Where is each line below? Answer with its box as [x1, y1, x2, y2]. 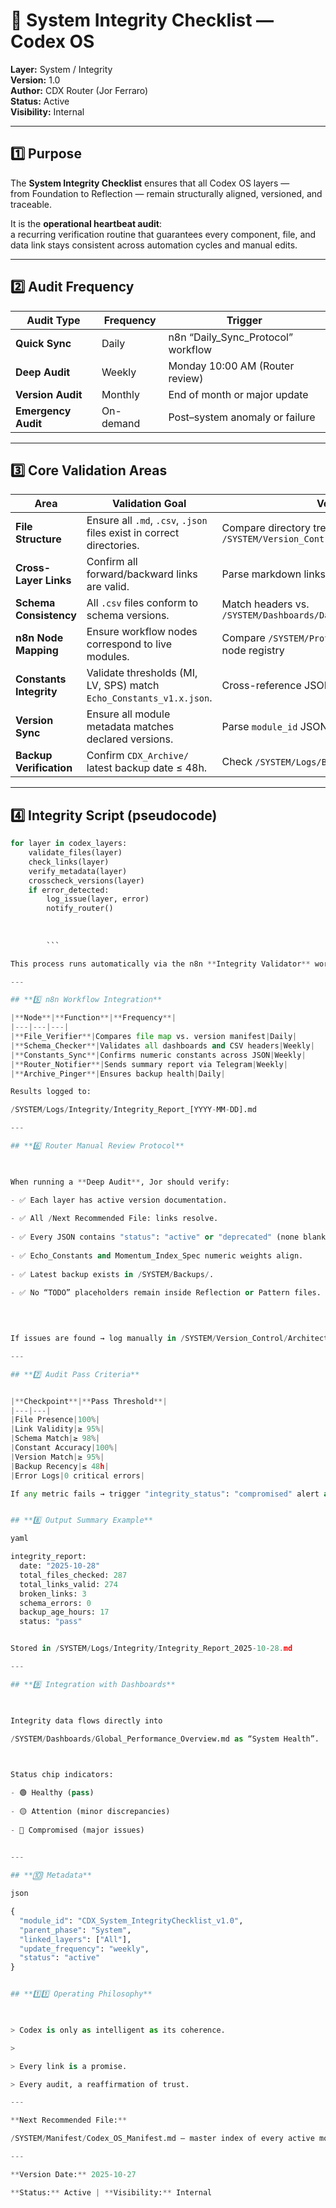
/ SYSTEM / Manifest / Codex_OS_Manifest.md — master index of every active [10, 2134, 315, 2144]
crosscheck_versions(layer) [28, 875, 145, 886]
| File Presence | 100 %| [10, 1415, 101, 1425]
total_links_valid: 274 [19, 1579, 118, 1589]
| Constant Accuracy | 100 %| [10, 1443, 118, 1453]
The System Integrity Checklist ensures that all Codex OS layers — [10, 177, 290, 189]
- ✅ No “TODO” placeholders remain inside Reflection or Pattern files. [10, 1288, 322, 1298]
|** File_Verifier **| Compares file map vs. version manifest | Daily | [10, 1032, 298, 1042]
